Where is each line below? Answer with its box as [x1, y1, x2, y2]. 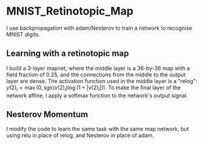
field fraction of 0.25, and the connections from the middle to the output [6, 71, 186, 78]
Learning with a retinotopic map [6, 49, 129, 59]
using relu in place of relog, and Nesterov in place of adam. [6, 132, 155, 139]
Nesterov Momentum [6, 109, 88, 120]
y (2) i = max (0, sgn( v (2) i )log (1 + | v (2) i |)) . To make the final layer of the [6, 84, 181, 92]
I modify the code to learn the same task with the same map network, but [6, 126, 189, 133]
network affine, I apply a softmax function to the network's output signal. [6, 92, 188, 99]
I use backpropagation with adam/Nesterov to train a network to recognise [6, 24, 193, 32]
